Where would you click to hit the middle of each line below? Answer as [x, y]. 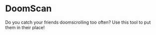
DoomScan [28, 9]
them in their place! [25, 27]
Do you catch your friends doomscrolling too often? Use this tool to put [78, 22]
